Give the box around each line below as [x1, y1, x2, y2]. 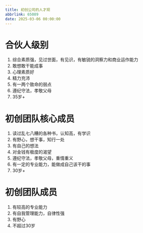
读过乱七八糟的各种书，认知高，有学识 [12, 130, 91, 136]
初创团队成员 [5, 187, 58, 198]
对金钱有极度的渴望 [12, 149, 52, 155]
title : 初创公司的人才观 [5, 7, 50, 12]
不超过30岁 [12, 223, 36, 229]
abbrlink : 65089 [5, 12, 39, 17]
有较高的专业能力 [12, 204, 48, 210]
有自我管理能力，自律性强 [12, 210, 65, 216]
